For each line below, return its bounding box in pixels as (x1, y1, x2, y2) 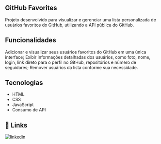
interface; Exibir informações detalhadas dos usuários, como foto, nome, (5, 54, 151, 60)
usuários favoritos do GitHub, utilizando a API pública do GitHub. (5, 22, 134, 28)
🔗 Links (5, 121, 28, 129)
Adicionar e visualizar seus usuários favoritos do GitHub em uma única (5, 49, 146, 55)
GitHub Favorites (5, 4, 57, 12)
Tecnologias (5, 79, 43, 87)
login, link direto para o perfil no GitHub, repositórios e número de (5, 59, 137, 65)
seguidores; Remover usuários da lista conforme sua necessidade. (5, 64, 138, 70)
